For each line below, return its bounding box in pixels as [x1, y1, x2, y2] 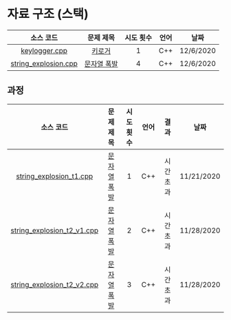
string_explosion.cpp [10, 58, 78, 68]
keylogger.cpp [20, 45, 67, 55]
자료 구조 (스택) [7, 6, 89, 22]
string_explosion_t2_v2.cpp [10, 279, 98, 289]
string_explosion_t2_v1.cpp [10, 225, 98, 235]
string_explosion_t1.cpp [16, 171, 93, 181]
